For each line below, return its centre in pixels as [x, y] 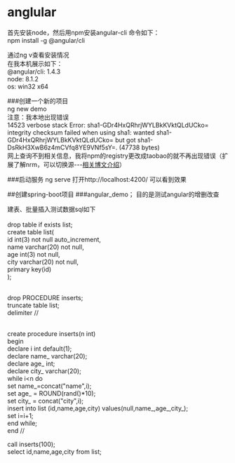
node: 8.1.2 [23, 79]
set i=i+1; [20, 415]
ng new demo [27, 109]
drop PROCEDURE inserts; [45, 297]
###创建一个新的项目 [38, 101]
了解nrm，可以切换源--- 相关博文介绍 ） [69, 164]
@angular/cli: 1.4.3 [34, 72]
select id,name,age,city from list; [54, 451]
